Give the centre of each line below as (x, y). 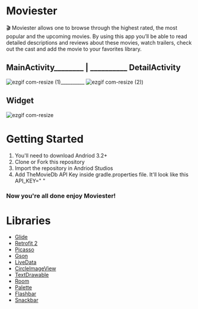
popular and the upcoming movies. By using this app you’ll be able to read (97, 36)
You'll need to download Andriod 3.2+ (61, 155)
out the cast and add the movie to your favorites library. (74, 49)
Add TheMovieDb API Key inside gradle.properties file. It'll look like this (101, 174)
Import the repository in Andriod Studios (64, 168)
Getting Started (45, 139)
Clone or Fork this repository (49, 162)
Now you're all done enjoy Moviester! (61, 196)
